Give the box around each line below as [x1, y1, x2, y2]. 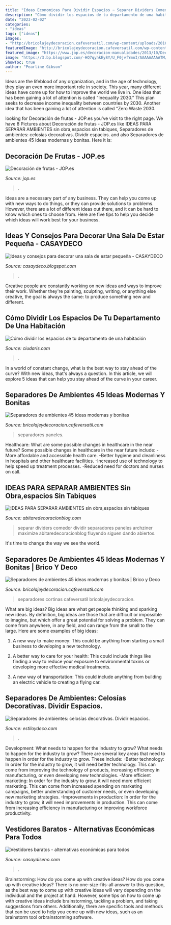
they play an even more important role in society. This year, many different [5, 84, 161, 90]
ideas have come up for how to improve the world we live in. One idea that [5, 89, 161, 95]
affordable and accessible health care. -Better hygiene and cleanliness [17, 453, 166, 459]
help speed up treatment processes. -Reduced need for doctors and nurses [5, 463, 164, 469]
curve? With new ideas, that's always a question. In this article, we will [5, 370, 153, 377]
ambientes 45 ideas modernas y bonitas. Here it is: [5, 137, 112, 143]
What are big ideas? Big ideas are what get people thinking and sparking [5, 606, 158, 612]
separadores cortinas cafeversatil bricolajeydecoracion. [17, 596, 135, 602]
